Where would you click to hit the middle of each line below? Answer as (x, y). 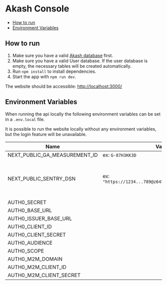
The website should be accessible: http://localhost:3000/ (64, 86)
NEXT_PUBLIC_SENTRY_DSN (42, 178)
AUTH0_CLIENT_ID (30, 226)
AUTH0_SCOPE (26, 251)
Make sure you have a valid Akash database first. (63, 55)
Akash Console (37, 9)
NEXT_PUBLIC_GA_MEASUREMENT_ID (53, 155)
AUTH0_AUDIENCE (30, 243)
